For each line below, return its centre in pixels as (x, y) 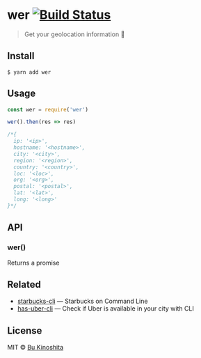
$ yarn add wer (29, 72)
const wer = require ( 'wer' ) (48, 109)
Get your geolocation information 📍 (74, 34)
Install (21, 56)
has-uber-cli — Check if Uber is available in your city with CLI (106, 309)
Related (24, 285)
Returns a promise (33, 263)
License (25, 330)
